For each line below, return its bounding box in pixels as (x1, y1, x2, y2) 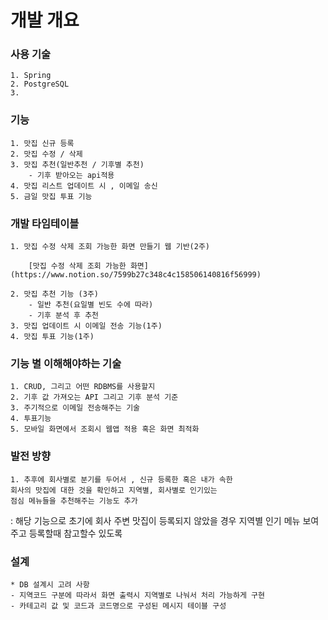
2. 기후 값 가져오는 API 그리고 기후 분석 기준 (10, 392, 179, 403)
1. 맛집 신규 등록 (10, 138, 75, 148)
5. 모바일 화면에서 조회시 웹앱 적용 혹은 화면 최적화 (10, 424, 200, 435)
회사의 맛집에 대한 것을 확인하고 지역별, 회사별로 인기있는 (10, 485, 218, 495)
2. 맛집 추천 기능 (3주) (10, 289, 100, 300)
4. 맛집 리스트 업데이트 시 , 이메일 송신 (10, 181, 158, 191)
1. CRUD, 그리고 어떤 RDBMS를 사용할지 (10, 382, 156, 392)
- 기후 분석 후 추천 (28, 311, 100, 321)
